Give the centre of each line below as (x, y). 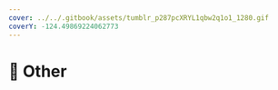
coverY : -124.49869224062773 (64, 26)
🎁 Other (38, 71)
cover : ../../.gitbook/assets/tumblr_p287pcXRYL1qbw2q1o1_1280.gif (139, 18)
